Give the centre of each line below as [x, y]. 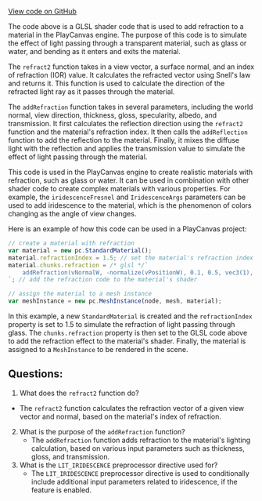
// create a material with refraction [71, 243]
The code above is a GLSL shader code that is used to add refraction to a [126, 26]
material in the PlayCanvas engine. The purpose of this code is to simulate [128, 35]
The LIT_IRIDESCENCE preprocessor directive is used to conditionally [140, 473]
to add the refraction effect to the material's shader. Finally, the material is [127, 341]
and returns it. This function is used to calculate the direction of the [117, 83]
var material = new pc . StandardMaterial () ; [80, 250]
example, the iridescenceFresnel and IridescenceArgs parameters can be [127, 197]
